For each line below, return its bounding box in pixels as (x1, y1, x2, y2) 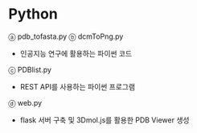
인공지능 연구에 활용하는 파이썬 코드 (19, 48, 133, 58)
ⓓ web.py (8, 98, 43, 107)
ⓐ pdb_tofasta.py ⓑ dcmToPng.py (8, 31, 124, 41)
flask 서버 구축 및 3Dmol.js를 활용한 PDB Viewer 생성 (19, 114, 190, 125)
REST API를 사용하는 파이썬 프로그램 (19, 81, 135, 91)
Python (8, 5, 58, 23)
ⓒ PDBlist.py (8, 64, 52, 74)
